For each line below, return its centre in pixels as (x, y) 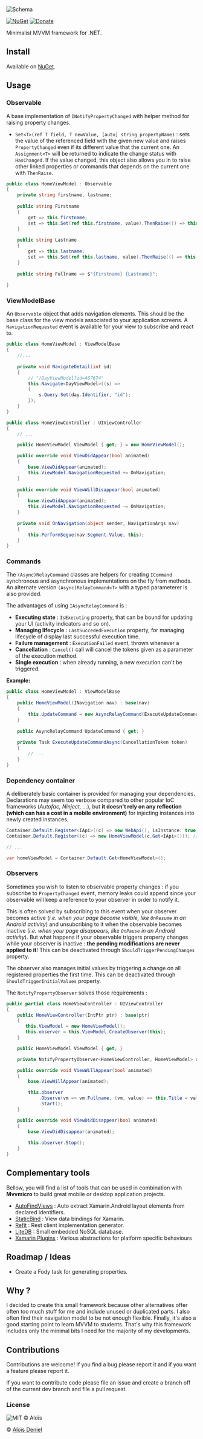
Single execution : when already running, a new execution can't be (98, 663)
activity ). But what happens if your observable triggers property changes (97, 937)
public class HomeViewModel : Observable (59, 184)
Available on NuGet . (31, 66)
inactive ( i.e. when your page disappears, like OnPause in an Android (91, 930)
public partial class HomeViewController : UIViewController (85, 1004)
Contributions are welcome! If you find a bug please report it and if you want (101, 1365)
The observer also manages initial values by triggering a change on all (94, 968)
